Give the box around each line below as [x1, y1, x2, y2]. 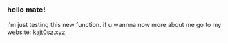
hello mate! [7, 5, 46, 15]
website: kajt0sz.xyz [7, 28, 66, 36]
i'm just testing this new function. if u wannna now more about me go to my [7, 21, 222, 29]
